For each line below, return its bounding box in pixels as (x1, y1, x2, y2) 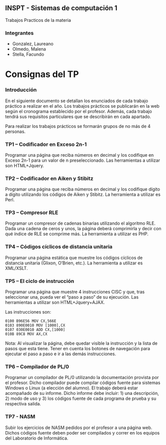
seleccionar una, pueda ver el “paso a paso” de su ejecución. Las (5, 294, 139, 300)
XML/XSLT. (5, 265, 28, 271)
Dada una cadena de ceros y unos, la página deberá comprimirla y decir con (5, 226, 162, 232)
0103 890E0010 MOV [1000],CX (5, 323, 65, 328)
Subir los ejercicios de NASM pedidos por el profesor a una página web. (5, 424, 153, 431)
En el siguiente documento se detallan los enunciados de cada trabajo (5, 98, 149, 104)
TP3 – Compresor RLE (5, 209, 58, 216)
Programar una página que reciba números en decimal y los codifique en (5, 152, 154, 158)
